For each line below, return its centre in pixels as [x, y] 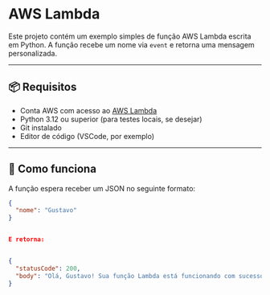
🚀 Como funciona [52, 169]
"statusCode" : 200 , [48, 268]
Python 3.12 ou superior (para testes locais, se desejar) [111, 119]
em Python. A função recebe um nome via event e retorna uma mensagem [131, 44]
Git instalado [41, 127]
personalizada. [33, 53]
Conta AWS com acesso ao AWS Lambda [88, 110]
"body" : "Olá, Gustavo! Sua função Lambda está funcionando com [125, 276]
